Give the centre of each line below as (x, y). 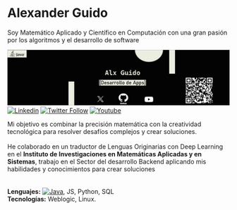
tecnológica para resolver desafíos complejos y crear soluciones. (102, 131)
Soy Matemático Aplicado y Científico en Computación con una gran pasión (117, 32)
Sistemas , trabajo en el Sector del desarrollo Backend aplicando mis (107, 161)
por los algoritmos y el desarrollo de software (73, 39)
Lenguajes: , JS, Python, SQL (61, 191)
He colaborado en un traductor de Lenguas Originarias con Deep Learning (115, 147)
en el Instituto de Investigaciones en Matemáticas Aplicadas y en (105, 154)
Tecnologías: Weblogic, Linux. (52, 199)
